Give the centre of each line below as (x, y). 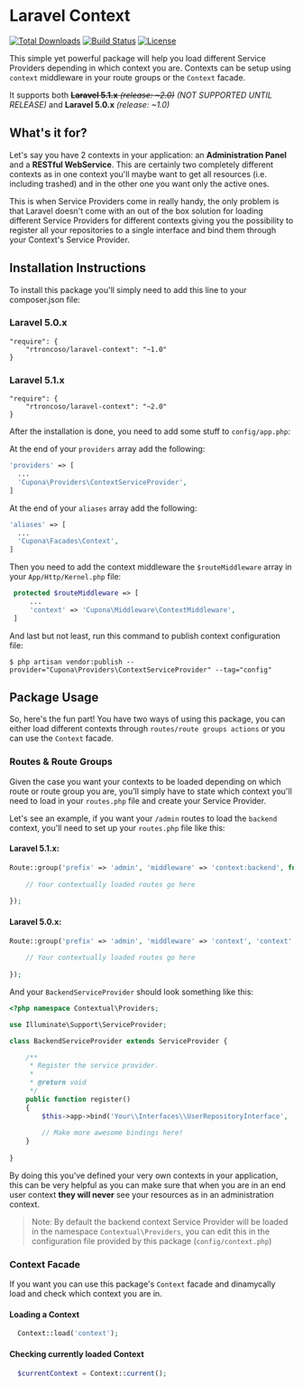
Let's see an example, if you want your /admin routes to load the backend (143, 818)
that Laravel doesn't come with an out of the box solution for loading (136, 211)
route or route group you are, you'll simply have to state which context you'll (151, 791)
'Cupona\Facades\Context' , (68, 542)
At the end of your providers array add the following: (107, 449)
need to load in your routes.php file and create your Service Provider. (138, 800)
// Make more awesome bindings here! (112, 1133)
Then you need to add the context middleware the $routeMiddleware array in (151, 567)
